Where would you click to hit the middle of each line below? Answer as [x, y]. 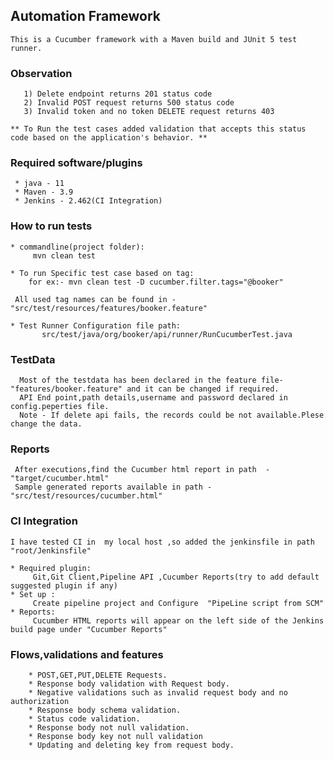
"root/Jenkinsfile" [51, 550]
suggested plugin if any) [64, 585]
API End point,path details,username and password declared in [153, 398]
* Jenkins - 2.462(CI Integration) [88, 201]
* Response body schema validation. [105, 710]
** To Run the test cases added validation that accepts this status [158, 129]
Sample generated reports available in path [108, 487]
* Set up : [33, 594]
